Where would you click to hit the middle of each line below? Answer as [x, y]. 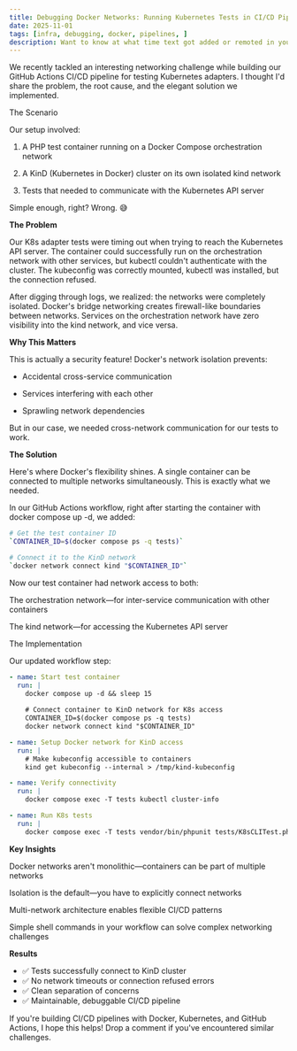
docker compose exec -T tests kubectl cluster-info [122, 800]
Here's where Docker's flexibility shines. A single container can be [130, 472]
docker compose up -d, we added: [72, 517]
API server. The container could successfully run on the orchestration [136, 251]
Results [23, 954]
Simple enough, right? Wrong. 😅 [69, 208]
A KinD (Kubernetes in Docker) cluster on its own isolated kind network [151, 174]
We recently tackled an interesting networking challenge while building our [145, 67]
